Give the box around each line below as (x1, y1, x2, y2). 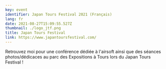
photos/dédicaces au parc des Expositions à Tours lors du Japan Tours (5, 54, 151, 60)
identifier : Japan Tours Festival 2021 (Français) (5, 12, 112, 17)
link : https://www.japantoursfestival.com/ (5, 35, 97, 40)
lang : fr (5, 16, 23, 21)
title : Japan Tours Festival (5, 30, 66, 35)
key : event (5, 7, 28, 12)
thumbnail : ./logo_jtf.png (5, 26, 61, 31)
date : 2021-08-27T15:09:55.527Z (5, 21, 72, 26)
